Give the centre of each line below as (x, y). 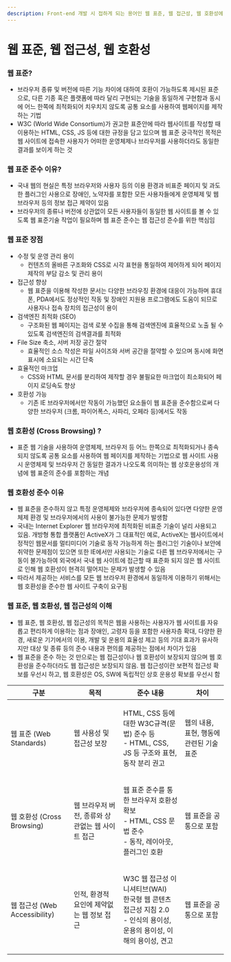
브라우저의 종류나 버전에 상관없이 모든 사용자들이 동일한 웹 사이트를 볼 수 (114, 212)
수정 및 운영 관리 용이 (45, 256)
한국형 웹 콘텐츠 (147, 899)
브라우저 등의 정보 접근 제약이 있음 (63, 203)
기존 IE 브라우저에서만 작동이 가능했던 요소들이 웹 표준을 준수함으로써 (120, 402)
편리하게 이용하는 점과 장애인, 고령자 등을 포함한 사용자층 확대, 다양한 (122, 631)
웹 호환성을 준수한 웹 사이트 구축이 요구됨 (72, 586)
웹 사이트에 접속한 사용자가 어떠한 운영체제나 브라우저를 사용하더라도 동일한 (118, 141)
